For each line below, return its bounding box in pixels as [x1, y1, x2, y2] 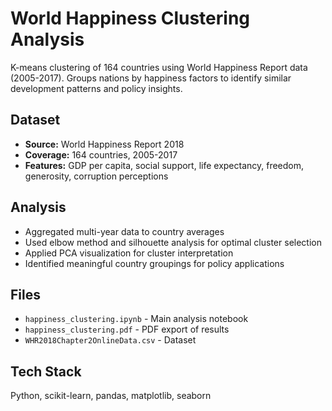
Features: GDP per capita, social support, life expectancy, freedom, [24, 159, 305, 171]
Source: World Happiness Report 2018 [24, 138, 185, 150]
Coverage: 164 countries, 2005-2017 [24, 148, 178, 161]
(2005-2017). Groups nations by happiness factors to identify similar [10, 72, 292, 84]
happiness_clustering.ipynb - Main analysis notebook [24, 313, 249, 325]
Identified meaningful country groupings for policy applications [24, 257, 285, 269]
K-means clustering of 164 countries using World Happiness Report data [10, 61, 308, 73]
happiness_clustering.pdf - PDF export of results [24, 323, 230, 336]
